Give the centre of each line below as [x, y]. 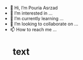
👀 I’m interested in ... [31, 13]
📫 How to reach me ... [33, 29]
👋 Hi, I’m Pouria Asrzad [34, 8]
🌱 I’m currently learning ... [37, 18]
